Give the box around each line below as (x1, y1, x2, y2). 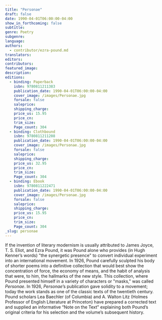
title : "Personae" (5, 7, 42, 12)
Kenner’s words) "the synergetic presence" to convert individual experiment (5, 252, 157, 258)
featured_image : (5, 66, 38, 71)
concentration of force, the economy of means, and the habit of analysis (5, 268, 150, 274)
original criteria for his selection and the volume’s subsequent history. (5, 309, 144, 315)
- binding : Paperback (9, 79, 54, 84)
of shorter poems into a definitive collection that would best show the (5, 263, 144, 268)
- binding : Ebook (9, 179, 45, 184)
